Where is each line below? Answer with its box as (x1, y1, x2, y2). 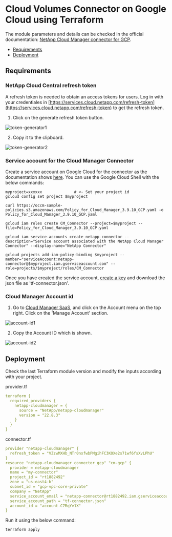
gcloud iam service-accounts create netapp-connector (5, 234, 123, 239)
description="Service (5, 239, 52, 244)
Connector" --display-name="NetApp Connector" (5, 243, 106, 249)
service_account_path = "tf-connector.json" (10, 498, 106, 504)
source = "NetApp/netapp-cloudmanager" (18, 408, 104, 413)
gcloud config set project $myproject (5, 194, 88, 199)
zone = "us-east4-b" (10, 480, 54, 485)
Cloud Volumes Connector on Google (5, 3, 166, 15)
